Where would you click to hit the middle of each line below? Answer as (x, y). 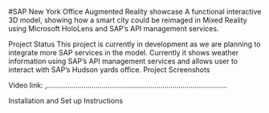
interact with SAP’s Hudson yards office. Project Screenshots (109, 70)
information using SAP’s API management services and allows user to (123, 61)
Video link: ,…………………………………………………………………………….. (118, 85)
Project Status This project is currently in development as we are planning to (134, 44)
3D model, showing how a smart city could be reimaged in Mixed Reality (128, 20)
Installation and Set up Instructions (65, 101)
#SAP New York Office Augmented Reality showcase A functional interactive (135, 12)
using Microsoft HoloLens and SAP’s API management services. (114, 28)
